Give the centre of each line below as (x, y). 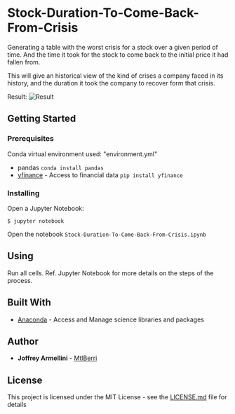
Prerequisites (31, 139)
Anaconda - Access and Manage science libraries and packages (111, 319)
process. (20, 280)
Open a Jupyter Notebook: (46, 208)
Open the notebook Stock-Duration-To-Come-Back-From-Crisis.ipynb (107, 234)
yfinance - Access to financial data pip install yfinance (100, 175)
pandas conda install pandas (60, 167)
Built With (29, 303)
